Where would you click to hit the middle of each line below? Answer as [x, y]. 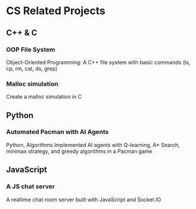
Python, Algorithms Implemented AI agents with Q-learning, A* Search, [93, 145]
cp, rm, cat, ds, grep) [32, 68]
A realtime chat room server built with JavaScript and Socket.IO [84, 200]
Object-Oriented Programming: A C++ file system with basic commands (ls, [98, 62]
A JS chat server [30, 187]
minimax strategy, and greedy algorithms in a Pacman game [79, 151]
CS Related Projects [56, 11]
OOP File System [31, 50]
